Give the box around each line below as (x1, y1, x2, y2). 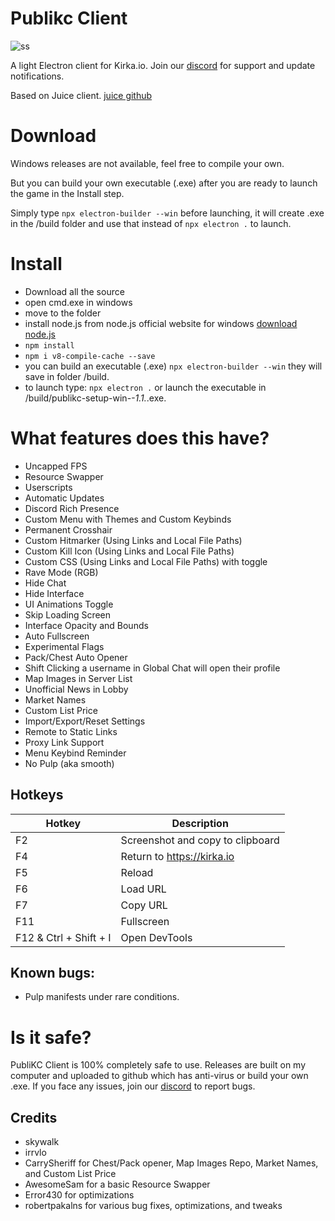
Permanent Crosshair (24, 523, 113, 536)
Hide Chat (24, 577, 67, 589)
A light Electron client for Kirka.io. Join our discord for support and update (10, 59, 316, 71)
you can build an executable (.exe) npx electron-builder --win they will (24, 360, 323, 372)
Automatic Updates (24, 492, 105, 504)
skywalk (24, 1136, 60, 1148)
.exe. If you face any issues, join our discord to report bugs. (10, 1080, 256, 1092)
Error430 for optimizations (24, 1189, 135, 1201)
